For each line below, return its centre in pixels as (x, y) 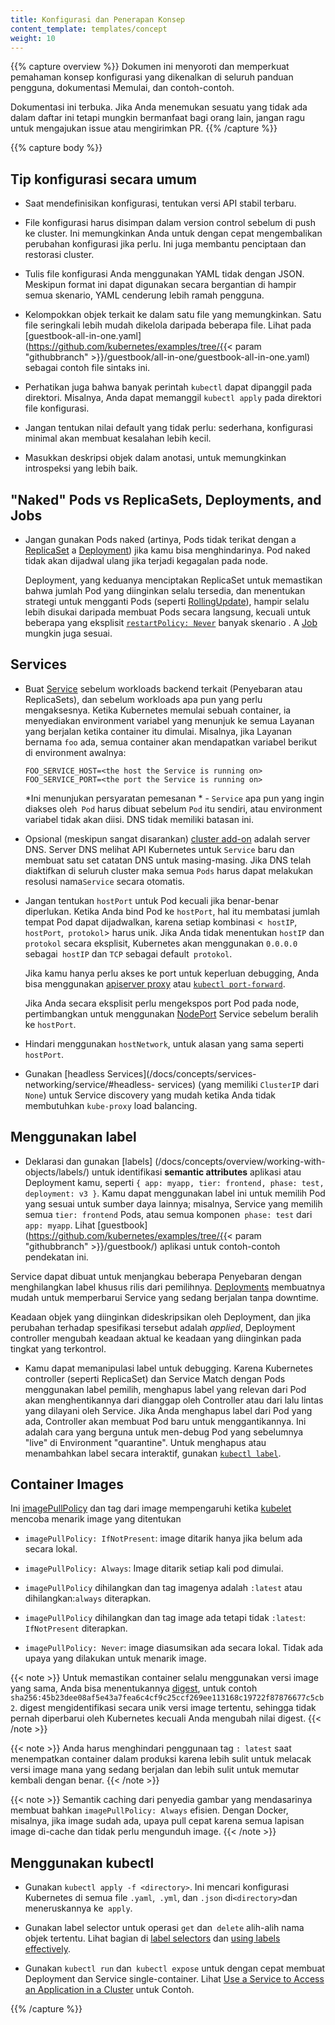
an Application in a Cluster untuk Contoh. (109, 1990)
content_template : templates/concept (89, 29)
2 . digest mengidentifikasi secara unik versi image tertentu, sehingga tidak (163, 1708)
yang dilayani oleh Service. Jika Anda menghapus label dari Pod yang (168, 1410)
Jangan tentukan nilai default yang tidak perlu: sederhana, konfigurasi (169, 428)
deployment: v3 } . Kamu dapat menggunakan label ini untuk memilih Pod (175, 1193)
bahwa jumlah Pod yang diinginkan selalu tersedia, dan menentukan (165, 590)
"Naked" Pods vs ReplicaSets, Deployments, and (166, 499)
